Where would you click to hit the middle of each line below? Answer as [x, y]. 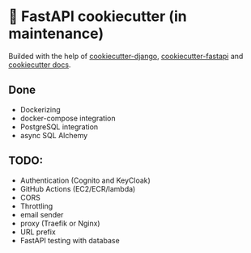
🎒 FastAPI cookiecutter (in [98, 17]
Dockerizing [40, 109]
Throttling [36, 206]
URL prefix [38, 232]
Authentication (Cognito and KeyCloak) [85, 180]
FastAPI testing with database [70, 240]
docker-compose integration [68, 118]
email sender [42, 214]
